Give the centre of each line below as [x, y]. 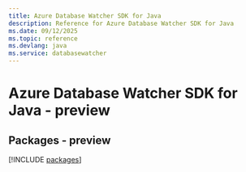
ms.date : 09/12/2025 [43, 31]
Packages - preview [60, 140]
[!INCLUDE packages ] [45, 159]
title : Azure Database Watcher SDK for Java [85, 16]
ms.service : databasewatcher [58, 53]
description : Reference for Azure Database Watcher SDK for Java [121, 23]
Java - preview [60, 111]
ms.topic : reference [43, 38]
